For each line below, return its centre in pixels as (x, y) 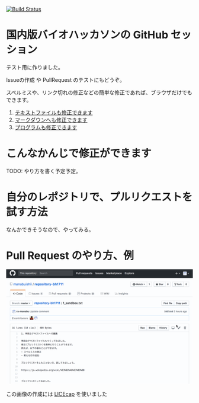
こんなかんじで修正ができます (79, 153)
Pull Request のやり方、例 (70, 255)
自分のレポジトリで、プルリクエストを (99, 197)
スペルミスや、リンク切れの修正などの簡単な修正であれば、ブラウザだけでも (99, 92)
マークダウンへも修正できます (51, 120)
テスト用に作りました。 (35, 67)
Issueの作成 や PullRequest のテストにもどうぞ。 (66, 79)
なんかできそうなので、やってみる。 (50, 229)
